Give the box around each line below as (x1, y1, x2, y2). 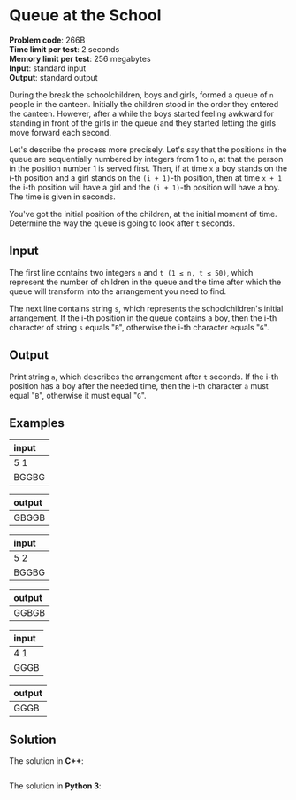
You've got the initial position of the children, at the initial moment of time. (9, 208, 277, 219)
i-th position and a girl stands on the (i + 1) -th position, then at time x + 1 (9, 172, 283, 183)
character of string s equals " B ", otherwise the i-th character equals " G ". (9, 322, 269, 332)
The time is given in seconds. (9, 191, 117, 202)
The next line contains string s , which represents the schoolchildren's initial (9, 303, 284, 314)
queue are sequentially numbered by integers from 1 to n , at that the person (9, 153, 284, 164)
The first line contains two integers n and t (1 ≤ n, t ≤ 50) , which (9, 267, 254, 277)
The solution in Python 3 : (9, 781, 102, 791)
